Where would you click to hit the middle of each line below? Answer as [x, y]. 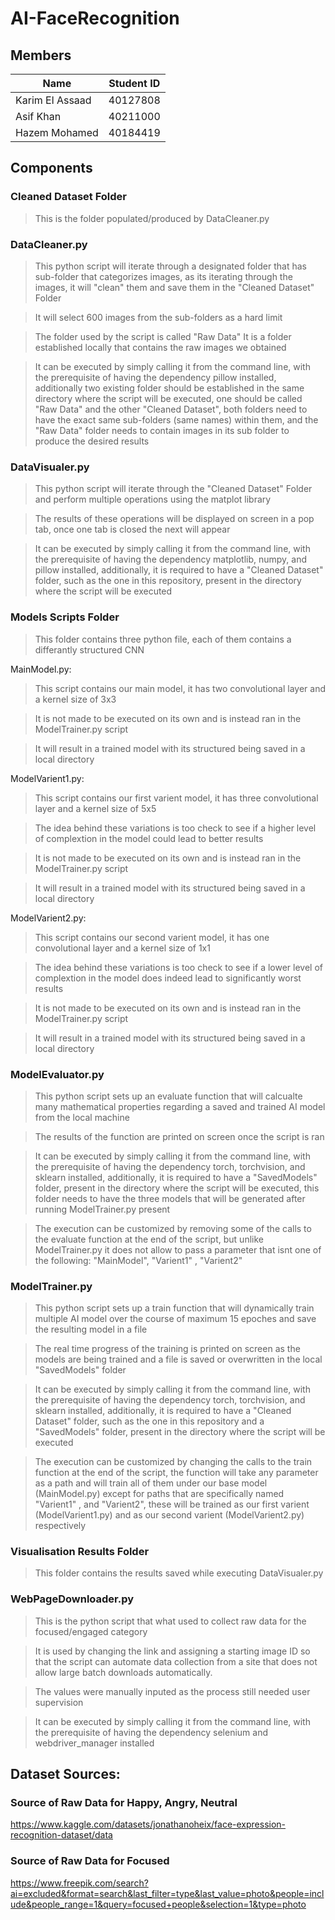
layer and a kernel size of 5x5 [95, 808]
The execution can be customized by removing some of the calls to [173, 1228]
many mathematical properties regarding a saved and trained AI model [180, 1106]
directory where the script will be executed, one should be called [168, 398]
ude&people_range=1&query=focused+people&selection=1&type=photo [158, 1904]
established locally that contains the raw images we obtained [160, 347]
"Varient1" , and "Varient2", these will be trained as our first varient [172, 1504]
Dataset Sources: [65, 1774]
